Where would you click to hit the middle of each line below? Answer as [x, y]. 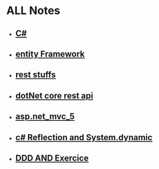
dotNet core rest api [54, 96]
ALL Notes [33, 11]
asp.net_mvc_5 [45, 117]
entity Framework [50, 54]
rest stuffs [36, 75]
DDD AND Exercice [52, 158]
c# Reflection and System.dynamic [84, 137]
